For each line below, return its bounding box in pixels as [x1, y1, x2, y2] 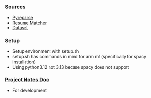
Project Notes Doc [5, 76, 50, 83]
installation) [12, 59, 36, 65]
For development [12, 87, 47, 93]
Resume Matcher [12, 20, 47, 25]
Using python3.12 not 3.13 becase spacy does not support [12, 64, 129, 70]
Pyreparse [12, 15, 33, 21]
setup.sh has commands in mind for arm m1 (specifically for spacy [12, 53, 146, 59]
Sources [5, 3, 25, 10]
